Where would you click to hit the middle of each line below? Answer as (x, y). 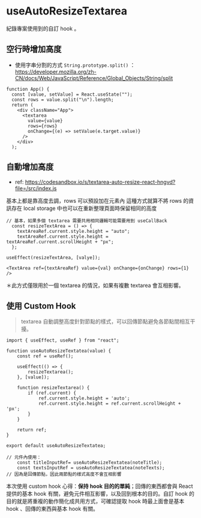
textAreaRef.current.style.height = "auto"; (73, 231)
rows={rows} (43, 126)
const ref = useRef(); (45, 356)
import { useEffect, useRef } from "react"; (63, 341)
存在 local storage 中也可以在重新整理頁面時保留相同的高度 (84, 208)
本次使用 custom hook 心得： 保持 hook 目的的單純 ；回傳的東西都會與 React (100, 486)
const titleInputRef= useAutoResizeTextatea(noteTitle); (90, 463)
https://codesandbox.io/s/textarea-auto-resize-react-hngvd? (100, 182)
